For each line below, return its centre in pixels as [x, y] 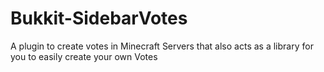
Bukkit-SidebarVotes [99, 18]
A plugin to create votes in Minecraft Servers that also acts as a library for [162, 46]
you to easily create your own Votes [84, 56]
